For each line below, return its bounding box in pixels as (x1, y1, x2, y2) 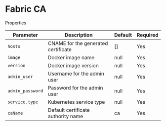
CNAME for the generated (47, 40, 108, 46)
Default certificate (47, 106, 90, 113)
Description (64, 31, 93, 38)
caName (7, 110, 23, 116)
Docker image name (47, 54, 95, 61)
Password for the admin (47, 84, 103, 91)
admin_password (7, 88, 43, 93)
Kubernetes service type (47, 98, 105, 105)
